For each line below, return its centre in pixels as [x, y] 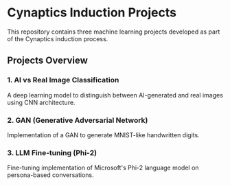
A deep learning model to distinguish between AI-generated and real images [115, 95]
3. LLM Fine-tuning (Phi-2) [52, 152]
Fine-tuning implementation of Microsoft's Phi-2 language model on [103, 168]
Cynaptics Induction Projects [92, 13]
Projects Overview [47, 61]
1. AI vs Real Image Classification [63, 80]
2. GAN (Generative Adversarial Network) [78, 120]
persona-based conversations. [50, 175]
